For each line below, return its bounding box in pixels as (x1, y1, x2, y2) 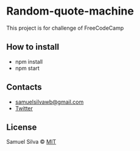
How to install (6, 42, 60, 52)
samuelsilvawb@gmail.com (15, 98, 84, 106)
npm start (15, 64, 40, 72)
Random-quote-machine (6, 4, 134, 18)
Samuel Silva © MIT (6, 138, 57, 146)
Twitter (15, 104, 33, 112)
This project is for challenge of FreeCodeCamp (6, 24, 124, 32)
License (6, 122, 37, 132)
